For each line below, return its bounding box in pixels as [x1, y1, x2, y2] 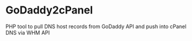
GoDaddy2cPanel [5, 4, 93, 17]
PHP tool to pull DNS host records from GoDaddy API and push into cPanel [5, 23, 187, 30]
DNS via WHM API [5, 29, 50, 36]
